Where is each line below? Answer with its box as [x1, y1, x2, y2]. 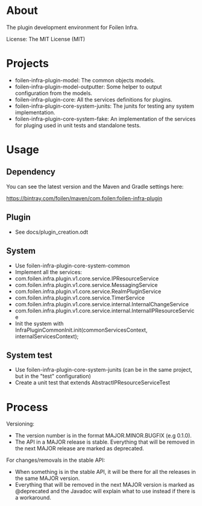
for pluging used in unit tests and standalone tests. [14, 122, 141, 129]
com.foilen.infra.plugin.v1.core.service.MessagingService [14, 281, 158, 288]
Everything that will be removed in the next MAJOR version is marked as [14, 481, 195, 488]
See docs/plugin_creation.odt [14, 228, 89, 235]
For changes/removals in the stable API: [6, 456, 106, 464]
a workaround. [14, 494, 51, 501]
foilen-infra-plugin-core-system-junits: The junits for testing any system [14, 102, 194, 110]
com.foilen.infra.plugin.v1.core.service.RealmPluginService [14, 287, 162, 295]
